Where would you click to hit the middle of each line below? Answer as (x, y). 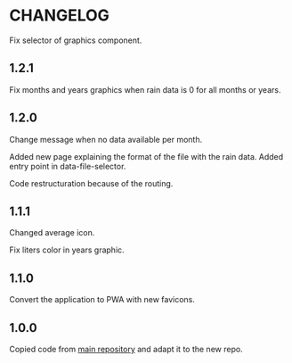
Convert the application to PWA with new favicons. (102, 300)
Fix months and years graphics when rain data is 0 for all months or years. (145, 89)
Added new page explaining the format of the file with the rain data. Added (146, 156)
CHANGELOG (59, 16)
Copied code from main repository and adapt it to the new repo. (126, 349)
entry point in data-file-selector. (68, 166)
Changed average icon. (52, 233)
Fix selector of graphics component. (76, 40)
